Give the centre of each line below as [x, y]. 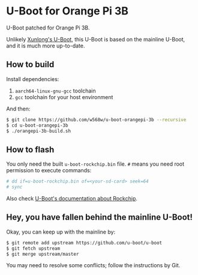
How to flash [30, 149]
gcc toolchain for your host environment [64, 97]
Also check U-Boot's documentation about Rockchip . [72, 198]
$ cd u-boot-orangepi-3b [37, 125]
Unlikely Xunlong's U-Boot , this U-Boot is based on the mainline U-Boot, [96, 39]
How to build [30, 65]
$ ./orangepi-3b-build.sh [38, 131]
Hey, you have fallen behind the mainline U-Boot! [100, 217]
